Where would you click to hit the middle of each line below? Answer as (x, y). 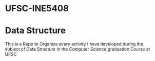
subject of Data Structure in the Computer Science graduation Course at (77, 49)
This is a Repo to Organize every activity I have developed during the (74, 44)
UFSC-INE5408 (37, 8)
